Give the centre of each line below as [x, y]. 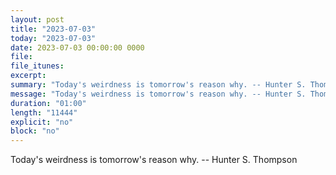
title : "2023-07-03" [53, 29]
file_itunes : [37, 66]
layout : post [37, 19]
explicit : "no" [42, 122]
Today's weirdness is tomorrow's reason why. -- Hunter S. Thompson [154, 160]
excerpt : [28, 76]
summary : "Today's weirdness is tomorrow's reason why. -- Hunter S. [158, 85]
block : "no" [35, 131]
